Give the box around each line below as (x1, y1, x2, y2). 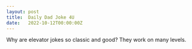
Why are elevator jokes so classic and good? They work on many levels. (6, 36, 187, 44)
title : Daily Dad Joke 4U (6, 14, 75, 20)
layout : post (6, 8, 39, 15)
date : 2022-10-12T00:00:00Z (6, 20, 83, 26)
